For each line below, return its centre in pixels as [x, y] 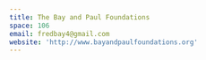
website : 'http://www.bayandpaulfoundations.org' [104, 42]
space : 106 [30, 26]
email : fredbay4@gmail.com [60, 34]
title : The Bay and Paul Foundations [80, 17]
